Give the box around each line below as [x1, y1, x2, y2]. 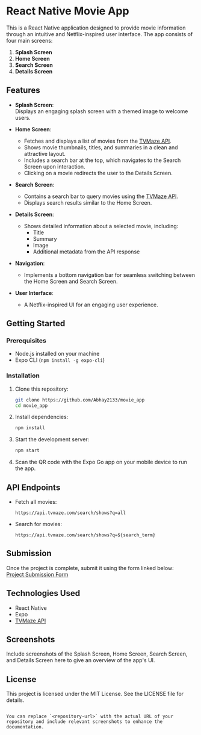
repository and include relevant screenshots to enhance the [6, 719, 163, 725]
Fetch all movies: [14, 498, 57, 506]
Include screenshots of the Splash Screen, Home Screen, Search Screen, [6, 650, 188, 657]
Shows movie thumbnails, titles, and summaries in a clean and [23, 143, 179, 151]
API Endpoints [6, 482, 61, 492]
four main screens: [6, 37, 53, 44]
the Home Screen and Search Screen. [23, 278, 118, 285]
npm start [14, 447, 40, 454]
